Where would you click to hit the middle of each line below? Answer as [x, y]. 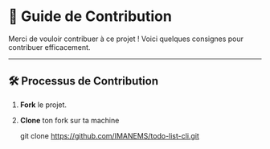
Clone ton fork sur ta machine [70, 120]
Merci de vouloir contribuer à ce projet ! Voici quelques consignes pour [126, 39]
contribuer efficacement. [49, 47]
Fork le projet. [43, 105]
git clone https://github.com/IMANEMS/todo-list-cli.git [109, 135]
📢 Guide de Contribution [90, 17]
